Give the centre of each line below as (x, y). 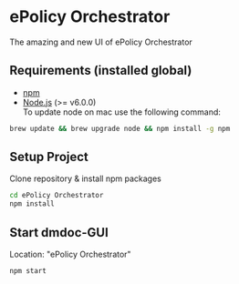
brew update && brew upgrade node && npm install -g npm (120, 128)
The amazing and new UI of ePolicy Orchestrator (101, 42)
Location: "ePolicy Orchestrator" (70, 254)
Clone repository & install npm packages (85, 178)
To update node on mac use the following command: (122, 112)
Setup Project (49, 157)
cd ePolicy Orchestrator (57, 196)
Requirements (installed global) (101, 71)
